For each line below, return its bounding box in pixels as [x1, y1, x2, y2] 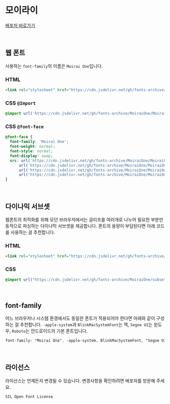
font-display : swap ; [10, 153, 53, 158]
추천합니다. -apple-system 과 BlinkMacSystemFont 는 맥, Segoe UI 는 [20, 322, 153, 328]
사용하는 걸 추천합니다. [10, 229, 56, 235]
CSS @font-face [5, 123, 44, 130]
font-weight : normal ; [10, 144, 56, 149]
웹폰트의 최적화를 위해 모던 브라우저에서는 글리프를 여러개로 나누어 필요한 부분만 [5, 216, 163, 222]
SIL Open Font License [5, 394, 53, 399]
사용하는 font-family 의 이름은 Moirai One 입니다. [5, 63, 103, 69]
